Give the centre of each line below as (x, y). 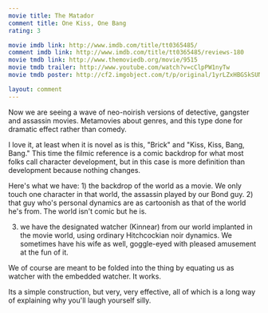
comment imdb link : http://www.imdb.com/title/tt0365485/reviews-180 (126, 53)
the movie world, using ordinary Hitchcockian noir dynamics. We (126, 235)
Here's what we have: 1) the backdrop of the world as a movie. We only (125, 186)
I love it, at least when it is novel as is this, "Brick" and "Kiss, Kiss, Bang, (126, 144)
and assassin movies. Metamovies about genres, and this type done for (126, 120)
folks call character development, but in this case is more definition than (127, 162)
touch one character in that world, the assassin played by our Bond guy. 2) (131, 194)
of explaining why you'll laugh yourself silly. (80, 300)
